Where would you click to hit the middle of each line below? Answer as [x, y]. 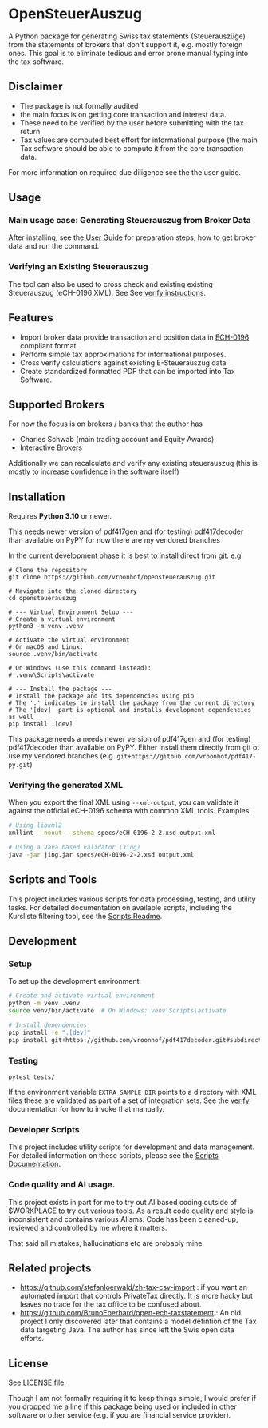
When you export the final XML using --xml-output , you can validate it [124, 802]
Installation [37, 497]
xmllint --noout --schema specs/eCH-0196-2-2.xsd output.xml [112, 833]
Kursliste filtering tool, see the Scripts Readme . [85, 916]
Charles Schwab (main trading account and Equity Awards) [117, 440]
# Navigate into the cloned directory [73, 591]
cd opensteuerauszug [43, 599]
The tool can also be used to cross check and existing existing [110, 284]
